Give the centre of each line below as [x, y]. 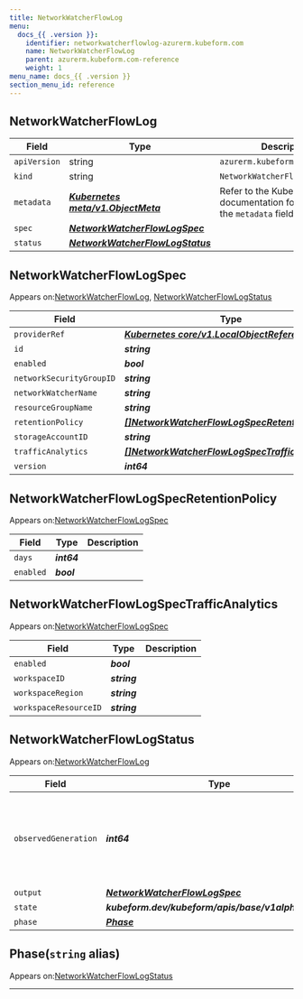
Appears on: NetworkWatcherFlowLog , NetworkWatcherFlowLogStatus [141, 297]
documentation [252, 202]
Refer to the [244, 191]
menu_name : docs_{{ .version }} [70, 77]
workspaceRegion [49, 693]
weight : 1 [44, 69]
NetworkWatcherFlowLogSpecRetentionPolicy [143, 499]
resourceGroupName [53, 408]
